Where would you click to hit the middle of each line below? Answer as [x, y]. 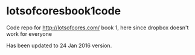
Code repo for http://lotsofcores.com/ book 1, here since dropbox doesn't [97, 27]
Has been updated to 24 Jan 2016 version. [59, 45]
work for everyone [29, 33]
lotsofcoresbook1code [64, 11]
